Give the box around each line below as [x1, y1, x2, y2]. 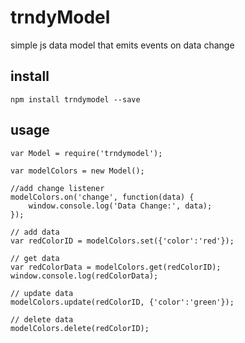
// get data [10, 253, 60, 263]
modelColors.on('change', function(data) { [10, 192, 195, 202]
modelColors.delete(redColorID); [10, 323, 150, 333]
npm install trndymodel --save [10, 94, 141, 105]
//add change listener [10, 183, 105, 193]
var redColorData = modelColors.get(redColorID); [10, 262, 222, 272]
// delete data [10, 314, 74, 325]
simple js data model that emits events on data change [10, 39, 235, 51]
